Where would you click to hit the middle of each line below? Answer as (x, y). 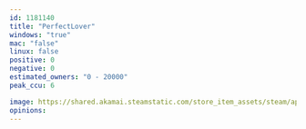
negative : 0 (32, 69)
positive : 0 (32, 60)
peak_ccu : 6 (32, 85)
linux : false (34, 52)
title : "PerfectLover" (52, 26)
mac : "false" (34, 43)
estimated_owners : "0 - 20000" (69, 77)
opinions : (28, 110)
